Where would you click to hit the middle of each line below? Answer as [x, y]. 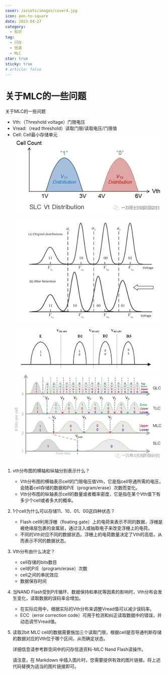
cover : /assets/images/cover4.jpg [41, 11]
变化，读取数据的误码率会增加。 [50, 598]
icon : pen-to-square [27, 16]
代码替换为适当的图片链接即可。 [46, 666]
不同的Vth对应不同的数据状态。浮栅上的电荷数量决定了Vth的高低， [89, 535]
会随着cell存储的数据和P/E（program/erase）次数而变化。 [80, 488]
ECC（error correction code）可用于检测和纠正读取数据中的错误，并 [91, 615]
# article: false [23, 69]
